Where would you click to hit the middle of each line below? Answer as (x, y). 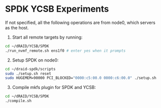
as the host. (17, 27)
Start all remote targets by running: (47, 37)
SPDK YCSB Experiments (57, 9)
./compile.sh (18, 101)
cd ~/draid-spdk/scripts (30, 69)
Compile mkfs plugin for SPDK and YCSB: (54, 87)
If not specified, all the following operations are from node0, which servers (80, 22)
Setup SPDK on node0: (35, 60)
